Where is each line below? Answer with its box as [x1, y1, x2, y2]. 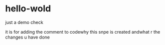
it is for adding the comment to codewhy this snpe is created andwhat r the [5, 29, 160, 35]
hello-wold [5, 3, 51, 14]
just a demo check [5, 19, 44, 25]
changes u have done [5, 34, 50, 40]
